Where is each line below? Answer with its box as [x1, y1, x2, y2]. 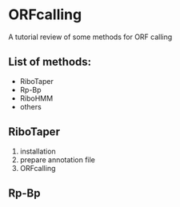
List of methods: [8, 55, 92, 69]
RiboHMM [19, 94, 54, 103]
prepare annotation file [19, 154, 96, 165]
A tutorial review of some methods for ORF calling [8, 32, 173, 42]
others [19, 102, 42, 111]
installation [19, 146, 56, 156]
